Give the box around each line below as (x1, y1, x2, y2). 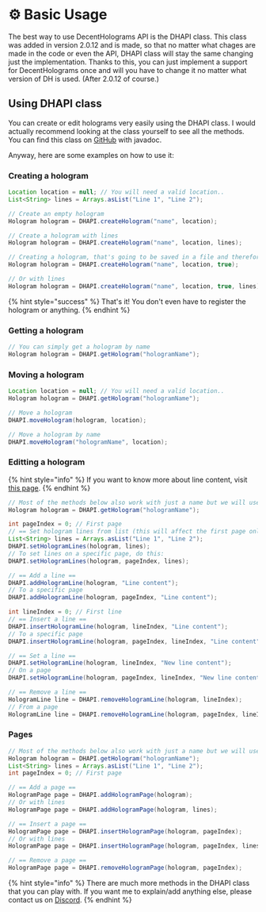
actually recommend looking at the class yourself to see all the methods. (8, 126, 245, 136)
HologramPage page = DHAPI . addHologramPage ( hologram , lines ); (8, 806, 218, 814)
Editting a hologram (8, 456, 85, 468)
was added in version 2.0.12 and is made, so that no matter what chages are (8, 40, 256, 49)
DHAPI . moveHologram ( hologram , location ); (8, 416, 147, 424)
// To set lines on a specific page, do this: (8, 549, 165, 557)
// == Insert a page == (8, 820, 87, 828)
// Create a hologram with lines (8, 232, 119, 240)
